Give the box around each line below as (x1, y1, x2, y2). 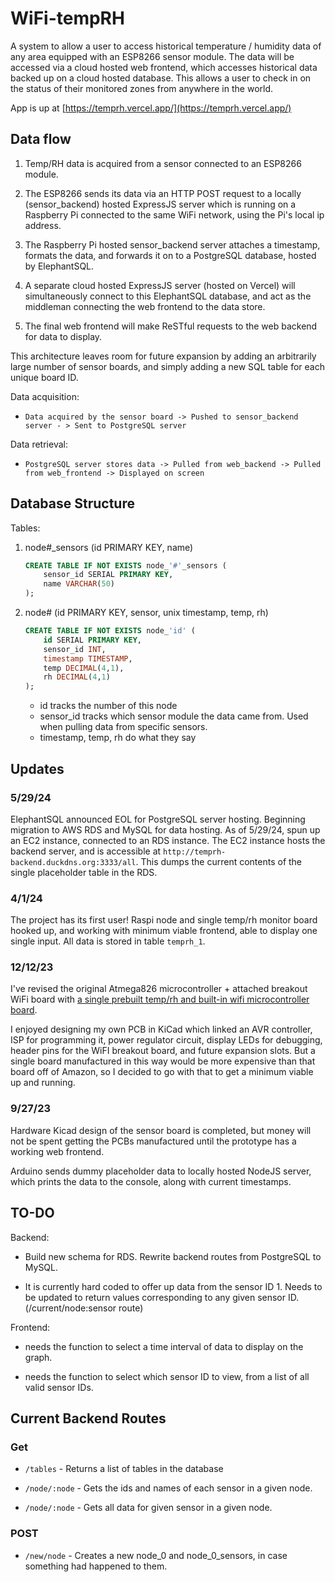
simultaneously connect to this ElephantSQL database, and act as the (24, 290, 312, 302)
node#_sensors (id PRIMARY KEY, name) (24, 541, 194, 553)
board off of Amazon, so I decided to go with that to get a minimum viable (10, 1066, 314, 1078)
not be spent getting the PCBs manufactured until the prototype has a (10, 1135, 297, 1147)
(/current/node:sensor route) (24, 1302, 144, 1314)
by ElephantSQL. (24, 260, 95, 272)
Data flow (10, 131, 72, 148)
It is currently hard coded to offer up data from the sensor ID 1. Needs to (24, 1280, 323, 1292)
